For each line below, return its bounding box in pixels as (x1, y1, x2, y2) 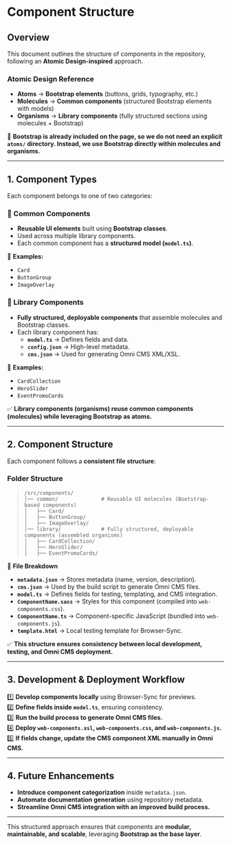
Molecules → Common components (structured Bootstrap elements (16, 97, 212, 105)
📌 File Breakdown (7, 561, 58, 570)
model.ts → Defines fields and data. (27, 335, 129, 343)
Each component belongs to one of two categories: (7, 192, 153, 200)
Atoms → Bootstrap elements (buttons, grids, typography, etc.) (16, 90, 198, 98)
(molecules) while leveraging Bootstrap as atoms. (7, 412, 153, 420)
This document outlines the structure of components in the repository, (7, 50, 206, 58)
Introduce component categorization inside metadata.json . (16, 789, 187, 797)
